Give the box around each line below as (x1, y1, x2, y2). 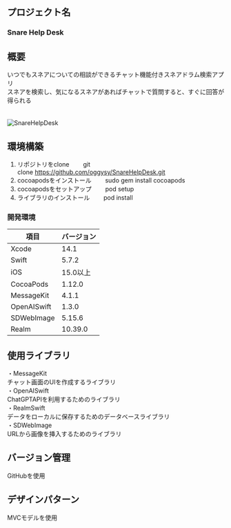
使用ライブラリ (7, 350, 71, 361)
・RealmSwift (7, 404, 46, 413)
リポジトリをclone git (17, 160, 91, 168)
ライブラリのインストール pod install (17, 193, 133, 202)
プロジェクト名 (7, 6, 71, 19)
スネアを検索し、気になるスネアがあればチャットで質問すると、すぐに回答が (7, 88, 225, 96)
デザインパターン (7, 493, 79, 506)
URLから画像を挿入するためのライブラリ (7, 430, 122, 438)
